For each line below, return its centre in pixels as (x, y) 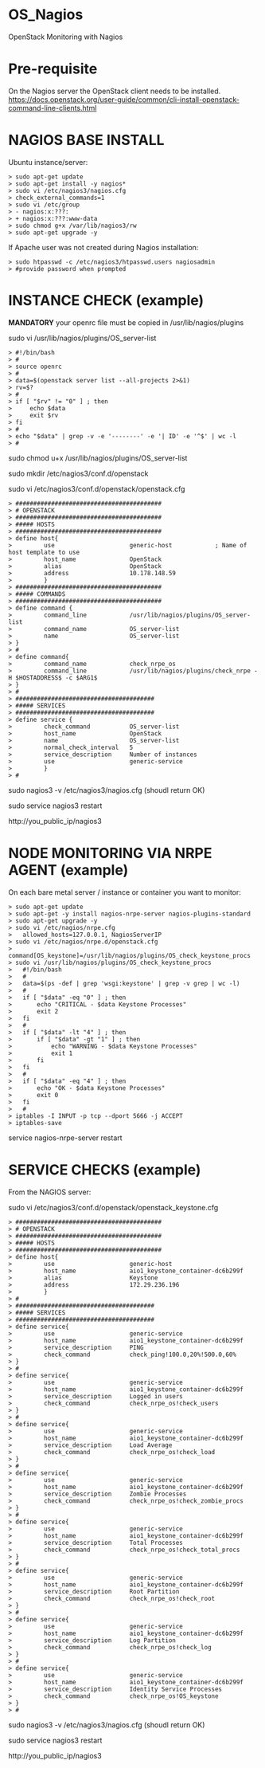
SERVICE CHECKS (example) (105, 1170)
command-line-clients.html (53, 108)
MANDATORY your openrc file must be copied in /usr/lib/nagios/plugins (126, 322)
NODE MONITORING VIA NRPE (110, 853)
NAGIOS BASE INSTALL (86, 140)
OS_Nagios (46, 15)
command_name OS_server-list (111, 629)
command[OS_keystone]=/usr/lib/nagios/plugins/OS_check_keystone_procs (129, 955)
